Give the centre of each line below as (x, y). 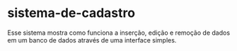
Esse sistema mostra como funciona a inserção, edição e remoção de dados (119, 33)
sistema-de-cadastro (71, 13)
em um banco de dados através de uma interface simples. (92, 40)
